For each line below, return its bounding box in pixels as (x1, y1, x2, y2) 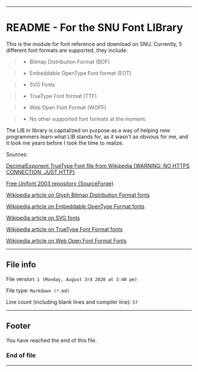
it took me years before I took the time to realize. (6, 139, 124, 146)
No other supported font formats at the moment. (29, 115, 147, 122)
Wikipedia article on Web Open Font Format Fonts (6, 237, 127, 244)
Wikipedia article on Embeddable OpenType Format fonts (6, 203, 145, 210)
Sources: (6, 151, 28, 158)
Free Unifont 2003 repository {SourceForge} (6, 180, 114, 187)
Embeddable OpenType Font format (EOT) (29, 69, 131, 77)
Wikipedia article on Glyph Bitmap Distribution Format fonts (6, 191, 150, 198)
